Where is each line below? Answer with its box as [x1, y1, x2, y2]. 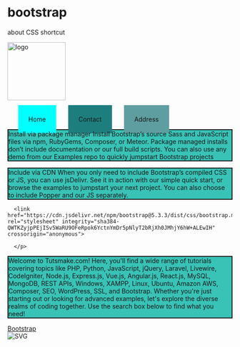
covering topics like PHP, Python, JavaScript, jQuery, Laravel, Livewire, [8, 263, 217, 272]
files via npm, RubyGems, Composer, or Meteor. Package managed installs [8, 137, 229, 146]
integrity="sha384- [61, 218, 120, 225]
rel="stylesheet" [7, 218, 59, 225]
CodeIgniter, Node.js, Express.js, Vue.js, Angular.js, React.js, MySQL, [8, 271, 211, 280]
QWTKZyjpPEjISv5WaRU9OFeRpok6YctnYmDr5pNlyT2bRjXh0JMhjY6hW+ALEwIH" [7, 224, 216, 231]
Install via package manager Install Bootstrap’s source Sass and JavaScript [8, 129, 229, 138]
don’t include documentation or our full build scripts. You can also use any [8, 144, 227, 154]
